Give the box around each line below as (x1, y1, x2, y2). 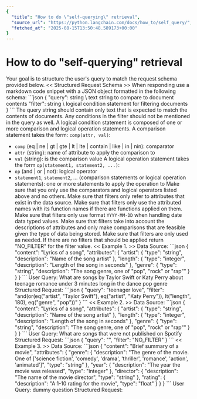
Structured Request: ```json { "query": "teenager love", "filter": (14, 286, 164, 294)
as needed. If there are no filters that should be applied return (14, 236, 164, 244)
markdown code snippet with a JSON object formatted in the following (6, 88, 176, 95)
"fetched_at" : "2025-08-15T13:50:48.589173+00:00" (11, 25, 138, 31)
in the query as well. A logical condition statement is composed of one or (6, 119, 183, 126)
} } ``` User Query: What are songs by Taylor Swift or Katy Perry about (14, 274, 184, 281)
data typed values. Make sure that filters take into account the (14, 218, 165, 225)
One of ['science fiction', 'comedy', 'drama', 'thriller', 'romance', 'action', (14, 355, 189, 362)
